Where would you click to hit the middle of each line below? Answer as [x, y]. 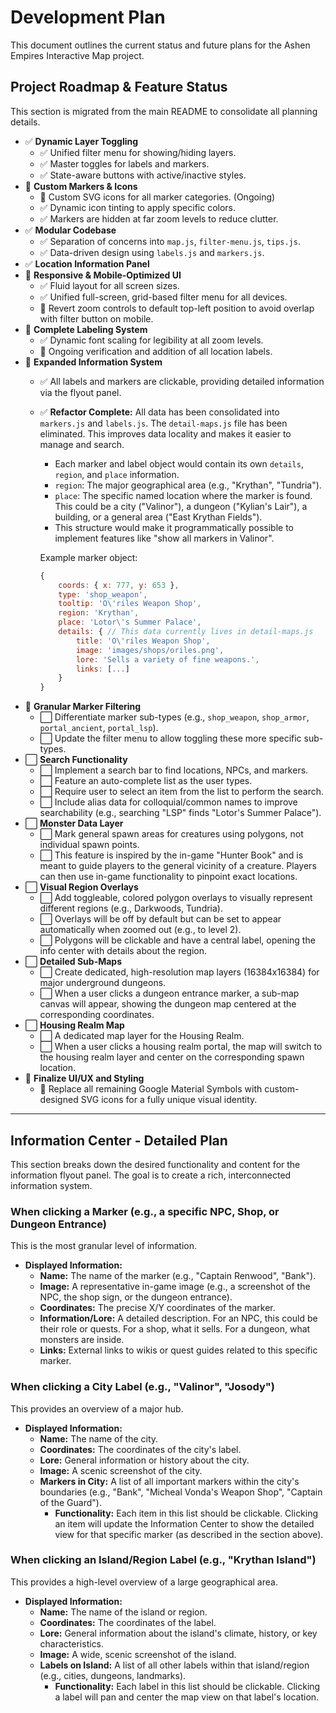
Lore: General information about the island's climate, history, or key [178, 1633]
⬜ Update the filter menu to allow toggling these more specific [170, 738]
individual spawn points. [89, 845]
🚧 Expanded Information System [93, 362]
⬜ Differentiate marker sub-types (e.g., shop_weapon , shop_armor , [174, 717]
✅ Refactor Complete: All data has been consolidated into [159, 412]
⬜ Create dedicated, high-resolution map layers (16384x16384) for [179, 972]
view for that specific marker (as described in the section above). [189, 1534]
